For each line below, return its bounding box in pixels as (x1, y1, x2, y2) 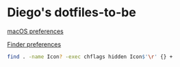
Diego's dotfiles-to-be (7, 5, 137, 20)
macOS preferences (7, 27, 64, 35)
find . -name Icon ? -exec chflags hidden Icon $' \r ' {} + (7, 53, 173, 60)
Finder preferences (7, 40, 62, 48)
